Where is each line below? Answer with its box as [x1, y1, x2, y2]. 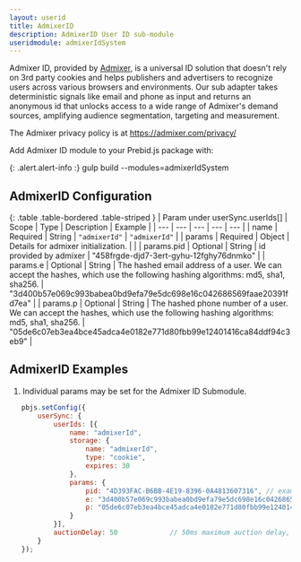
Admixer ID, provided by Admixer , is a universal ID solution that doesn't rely [9, 63, 288, 73]
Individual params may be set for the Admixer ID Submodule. [21, 385, 247, 396]
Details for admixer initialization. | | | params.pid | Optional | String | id [9, 241, 266, 252]
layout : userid [9, 13, 66, 22]
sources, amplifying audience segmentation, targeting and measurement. [9, 110, 280, 121]
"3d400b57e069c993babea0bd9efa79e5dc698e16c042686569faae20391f [9, 289, 288, 299]
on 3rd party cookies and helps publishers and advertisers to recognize [9, 73, 273, 83]
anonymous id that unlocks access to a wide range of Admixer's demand [9, 100, 279, 112]
